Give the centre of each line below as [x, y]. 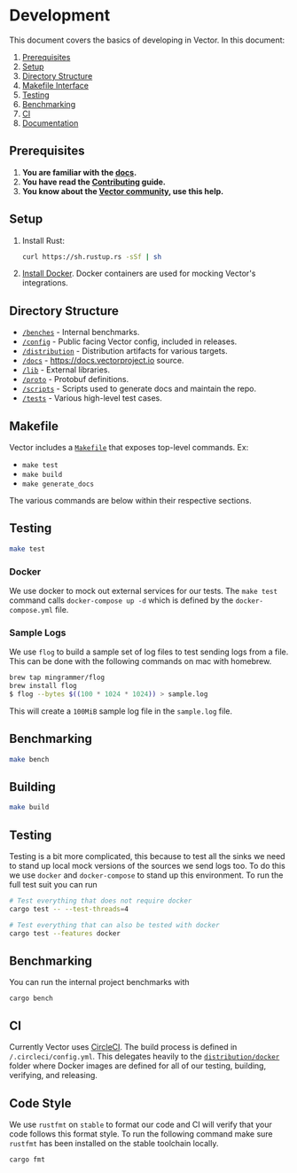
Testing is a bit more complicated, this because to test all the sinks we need [147, 856]
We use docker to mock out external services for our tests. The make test [143, 591]
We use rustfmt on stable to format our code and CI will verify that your [141, 1125]
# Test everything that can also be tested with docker [114, 925]
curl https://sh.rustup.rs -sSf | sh [92, 257]
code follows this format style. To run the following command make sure [141, 1134]
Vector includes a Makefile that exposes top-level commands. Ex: [129, 448]
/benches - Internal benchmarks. [81, 332]
